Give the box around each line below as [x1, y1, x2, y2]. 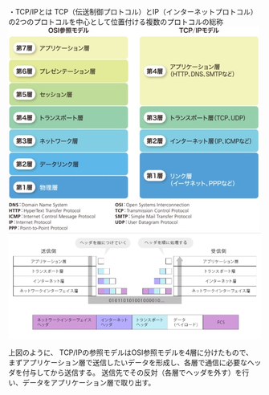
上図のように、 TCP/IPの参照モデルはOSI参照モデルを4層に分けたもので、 [8, 348, 253, 357]
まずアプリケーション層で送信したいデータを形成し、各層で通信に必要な [8, 357, 247, 367]
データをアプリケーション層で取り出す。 [22, 377, 156, 387]
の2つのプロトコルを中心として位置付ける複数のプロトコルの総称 [8, 17, 224, 26]
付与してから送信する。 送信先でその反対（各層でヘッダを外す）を [22, 368, 243, 377]
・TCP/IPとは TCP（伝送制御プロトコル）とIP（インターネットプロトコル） [8, 7, 258, 16]
